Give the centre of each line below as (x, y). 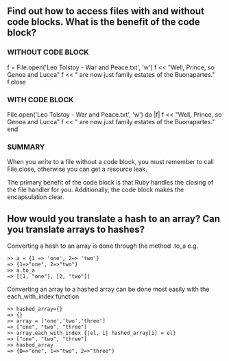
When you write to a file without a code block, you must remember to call (110, 162)
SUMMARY (26, 147)
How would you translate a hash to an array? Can (114, 219)
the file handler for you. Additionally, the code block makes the (96, 190)
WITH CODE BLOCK (40, 100)
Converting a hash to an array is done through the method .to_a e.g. (103, 246)
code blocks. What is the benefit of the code (104, 22)
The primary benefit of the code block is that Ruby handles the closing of (110, 183)
